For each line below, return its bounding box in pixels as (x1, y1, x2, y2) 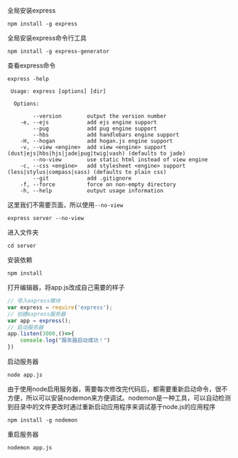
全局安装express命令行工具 (7, 34, 87, 42)
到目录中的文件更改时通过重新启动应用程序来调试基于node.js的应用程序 (7, 403, 216, 410)
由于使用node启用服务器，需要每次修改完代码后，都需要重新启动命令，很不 (7, 385, 228, 393)
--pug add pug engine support (33, 125, 158, 132)
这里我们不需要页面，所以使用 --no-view (7, 201, 124, 209)
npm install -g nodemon (7, 417, 78, 424)
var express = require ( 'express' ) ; (7, 304, 113, 311)
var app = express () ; (7, 317, 72, 325)
